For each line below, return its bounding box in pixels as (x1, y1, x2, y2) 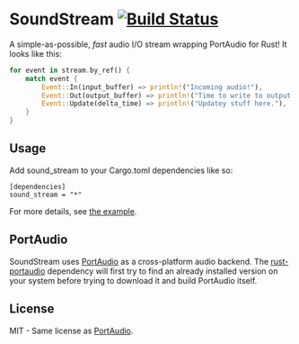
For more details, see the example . (9, 205, 137, 216)
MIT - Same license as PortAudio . (9, 325, 134, 336)
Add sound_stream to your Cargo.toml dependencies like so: (9, 165, 233, 176)
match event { (25, 74, 78, 83)
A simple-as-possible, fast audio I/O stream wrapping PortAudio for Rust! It (9, 39, 287, 50)
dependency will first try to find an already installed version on (47, 266, 278, 276)
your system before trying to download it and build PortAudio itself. (9, 275, 258, 285)
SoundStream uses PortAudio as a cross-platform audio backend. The (9, 256, 269, 267)
